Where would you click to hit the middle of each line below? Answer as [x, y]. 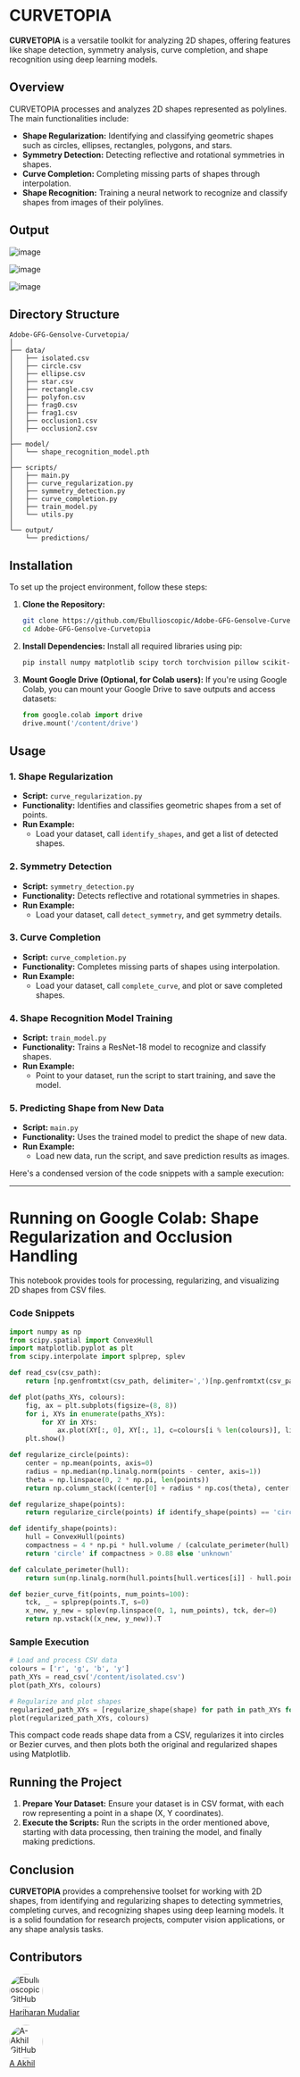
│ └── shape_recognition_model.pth [79, 452]
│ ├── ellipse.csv [48, 374]
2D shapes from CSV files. [58, 1290]
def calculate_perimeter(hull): [69, 1570]
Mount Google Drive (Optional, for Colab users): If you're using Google [154, 679]
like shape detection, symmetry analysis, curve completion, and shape [139, 49]
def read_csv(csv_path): [55, 1373]
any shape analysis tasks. [57, 1930]
